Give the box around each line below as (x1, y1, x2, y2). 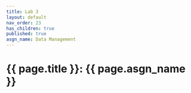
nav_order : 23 (6, 20, 42, 26)
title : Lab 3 (6, 8, 39, 15)
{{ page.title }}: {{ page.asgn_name (6, 62, 186, 76)
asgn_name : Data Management (6, 36, 76, 42)
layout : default (6, 14, 47, 20)
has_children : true (6, 25, 55, 32)
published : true (6, 31, 47, 37)
